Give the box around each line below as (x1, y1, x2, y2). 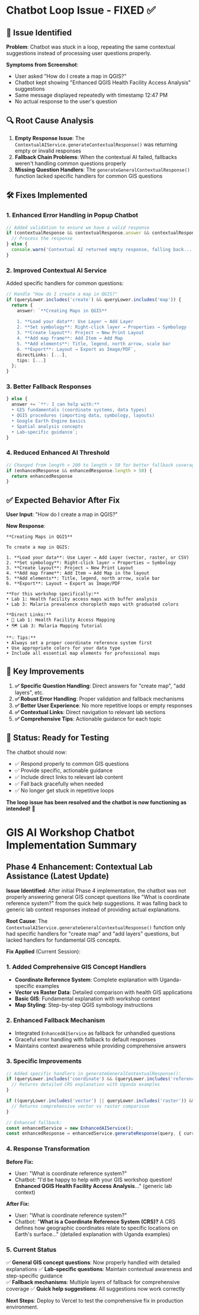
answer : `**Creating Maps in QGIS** (17, 308, 108, 313)
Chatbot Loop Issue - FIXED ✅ (6, 4, 156, 17)
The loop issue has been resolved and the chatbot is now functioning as (6, 798, 187, 806)
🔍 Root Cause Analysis (6, 116, 94, 126)
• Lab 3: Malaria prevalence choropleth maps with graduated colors (6, 601, 179, 607)
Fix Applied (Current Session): (6, 948, 81, 955)
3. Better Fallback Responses (6, 382, 92, 391)
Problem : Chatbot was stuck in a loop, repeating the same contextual (6, 43, 176, 50)
